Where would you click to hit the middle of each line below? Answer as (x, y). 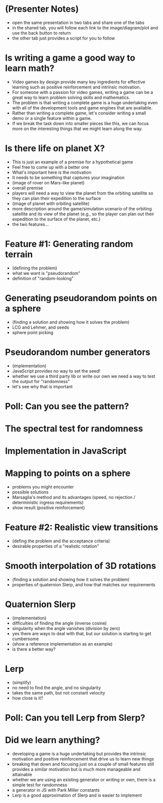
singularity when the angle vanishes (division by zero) (66, 628)
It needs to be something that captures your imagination (68, 178)
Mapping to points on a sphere (68, 473)
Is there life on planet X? (55, 148)
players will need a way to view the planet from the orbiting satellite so (82, 193)
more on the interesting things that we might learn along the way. (77, 129)
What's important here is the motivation (52, 172)
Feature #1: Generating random (69, 244)
